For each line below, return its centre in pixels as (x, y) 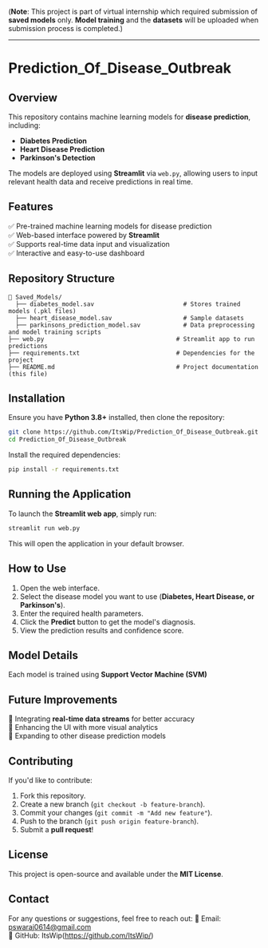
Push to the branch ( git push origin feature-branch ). (109, 821)
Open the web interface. (60, 588)
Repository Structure (62, 279)
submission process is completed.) (66, 28)
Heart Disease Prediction (62, 149)
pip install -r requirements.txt (64, 470)
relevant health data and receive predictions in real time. (100, 182)
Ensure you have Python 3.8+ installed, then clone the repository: (116, 418)
